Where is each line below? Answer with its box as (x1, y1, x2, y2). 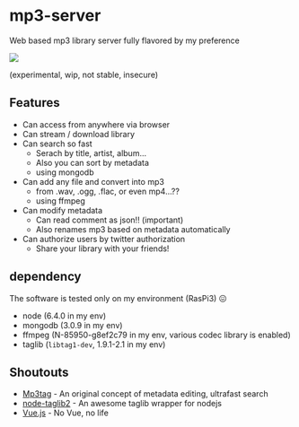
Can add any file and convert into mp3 (22, 176, 164, 187)
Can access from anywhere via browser (22, 118, 171, 130)
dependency (9, 269, 83, 284)
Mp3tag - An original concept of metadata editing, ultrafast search (22, 388, 268, 399)
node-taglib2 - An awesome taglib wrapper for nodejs (22, 398, 223, 409)
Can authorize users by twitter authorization (22, 233, 186, 244)
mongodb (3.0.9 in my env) (22, 319, 123, 330)
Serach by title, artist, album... (35, 147, 146, 158)
